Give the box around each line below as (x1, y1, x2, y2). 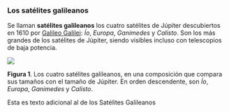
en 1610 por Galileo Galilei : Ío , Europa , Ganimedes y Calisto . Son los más (7, 29, 216, 37)
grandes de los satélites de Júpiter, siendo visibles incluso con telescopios (7, 36, 222, 45)
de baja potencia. (7, 44, 57, 52)
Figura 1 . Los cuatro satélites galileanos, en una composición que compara (7, 70, 223, 79)
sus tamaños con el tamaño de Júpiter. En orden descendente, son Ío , (7, 77, 209, 86)
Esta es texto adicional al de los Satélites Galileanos (7, 98, 156, 106)
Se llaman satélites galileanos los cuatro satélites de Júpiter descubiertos (7, 22, 221, 30)
